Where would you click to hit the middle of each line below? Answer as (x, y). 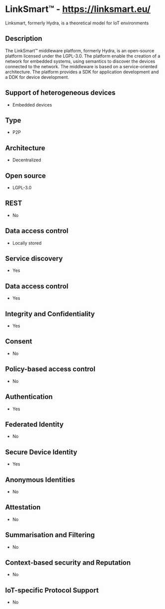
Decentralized (27, 160)
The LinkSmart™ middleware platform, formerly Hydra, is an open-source (80, 50)
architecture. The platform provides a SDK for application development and (82, 72)
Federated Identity (34, 424)
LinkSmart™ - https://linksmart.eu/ (78, 9)
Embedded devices (32, 105)
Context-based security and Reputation (68, 562)
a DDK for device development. (37, 77)
